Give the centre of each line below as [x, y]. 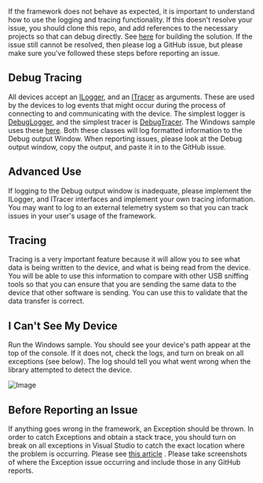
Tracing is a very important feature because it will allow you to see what [124, 260]
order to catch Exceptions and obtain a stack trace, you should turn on [122, 437]
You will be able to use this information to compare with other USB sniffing [128, 276]
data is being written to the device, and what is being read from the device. [130, 267]
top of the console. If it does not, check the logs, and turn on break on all [126, 353]
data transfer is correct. [46, 301]
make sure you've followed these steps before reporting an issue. [114, 53]
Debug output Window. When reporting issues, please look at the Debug [125, 138]
